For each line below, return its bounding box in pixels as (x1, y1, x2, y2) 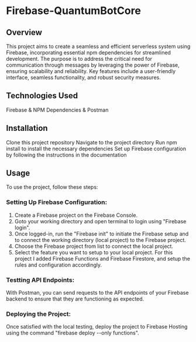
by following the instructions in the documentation (6, 151, 127, 158)
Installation (6, 123, 48, 133)
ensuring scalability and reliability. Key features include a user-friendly (6, 68, 176, 74)
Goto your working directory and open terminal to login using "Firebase (14, 217, 187, 224)
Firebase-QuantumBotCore (6, 4, 142, 18)
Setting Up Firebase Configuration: (6, 198, 108, 206)
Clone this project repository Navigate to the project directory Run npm (6, 139, 177, 146)
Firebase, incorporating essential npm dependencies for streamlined (6, 49, 171, 56)
